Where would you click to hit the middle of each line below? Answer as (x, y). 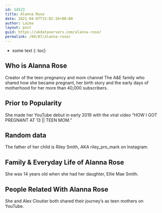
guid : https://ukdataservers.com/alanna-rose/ (53, 32)
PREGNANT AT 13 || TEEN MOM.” (39, 120)
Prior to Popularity (33, 103)
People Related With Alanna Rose (57, 189)
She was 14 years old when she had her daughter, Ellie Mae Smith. (72, 174)
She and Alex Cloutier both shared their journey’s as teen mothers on (74, 201)
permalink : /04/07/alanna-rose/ (38, 37)
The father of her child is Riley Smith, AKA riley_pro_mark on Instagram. (77, 147)
